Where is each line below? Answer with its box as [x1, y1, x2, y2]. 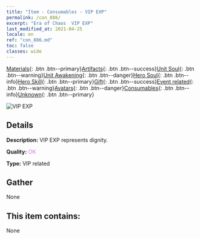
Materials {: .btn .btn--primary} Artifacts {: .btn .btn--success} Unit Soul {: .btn [6, 65, 195, 72]
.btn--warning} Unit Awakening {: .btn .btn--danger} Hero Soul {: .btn [6, 71, 173, 79]
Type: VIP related [6, 160, 50, 167]
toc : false [6, 43, 34, 49]
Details [6, 120, 33, 130]
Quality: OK [6, 148, 36, 155]
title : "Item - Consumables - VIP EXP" [6, 8, 107, 15]
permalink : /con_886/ [6, 15, 61, 21]
